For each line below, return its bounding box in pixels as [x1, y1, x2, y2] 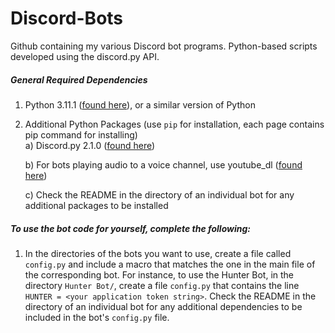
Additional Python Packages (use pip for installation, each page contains [24, 118, 325, 130]
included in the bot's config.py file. [24, 311, 170, 323]
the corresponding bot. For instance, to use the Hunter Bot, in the [24, 268, 295, 281]
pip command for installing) [24, 128, 138, 141]
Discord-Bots [10, 7, 124, 30]
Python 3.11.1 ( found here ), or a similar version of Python [24, 98, 256, 111]
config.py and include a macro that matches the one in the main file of [24, 258, 316, 270]
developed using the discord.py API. [10, 50, 160, 62]
